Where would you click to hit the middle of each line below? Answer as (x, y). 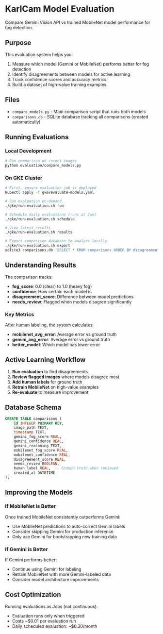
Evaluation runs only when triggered (48, 616)
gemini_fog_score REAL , (38, 437)
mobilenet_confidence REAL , (42, 455)
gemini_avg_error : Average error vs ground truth (61, 340)
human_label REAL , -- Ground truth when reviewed (66, 468)
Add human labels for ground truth (47, 382)
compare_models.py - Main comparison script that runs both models (79, 111)
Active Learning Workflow (45, 360)
